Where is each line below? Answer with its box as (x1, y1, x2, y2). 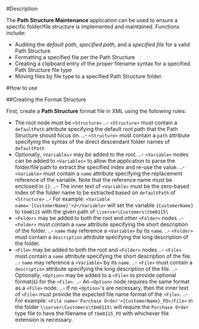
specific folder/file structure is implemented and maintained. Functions (6, 23, 180, 30)
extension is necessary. (14, 316, 73, 323)
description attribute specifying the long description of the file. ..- (14, 266, 178, 272)
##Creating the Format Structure (6, 96, 86, 103)
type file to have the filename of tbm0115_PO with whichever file (14, 310, 169, 316)
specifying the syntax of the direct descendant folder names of (14, 138, 170, 145)
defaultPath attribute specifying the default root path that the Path (14, 126, 178, 132)
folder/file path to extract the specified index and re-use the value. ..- (14, 164, 185, 170)
